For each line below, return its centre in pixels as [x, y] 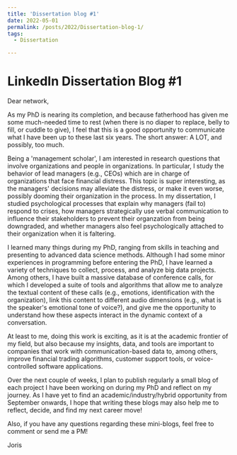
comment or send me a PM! [48, 432]
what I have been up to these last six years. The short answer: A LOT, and [115, 137]
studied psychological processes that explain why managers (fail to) [107, 204]
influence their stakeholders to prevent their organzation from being [106, 219]
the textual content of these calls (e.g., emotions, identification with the [111, 293]
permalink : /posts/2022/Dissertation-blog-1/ [75, 27]
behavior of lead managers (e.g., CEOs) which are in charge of [98, 173]
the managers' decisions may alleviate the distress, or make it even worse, [116, 189]
